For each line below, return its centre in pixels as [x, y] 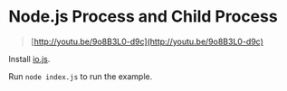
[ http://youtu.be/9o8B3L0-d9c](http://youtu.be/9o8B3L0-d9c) [147, 41]
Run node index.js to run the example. [81, 76]
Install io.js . [29, 59]
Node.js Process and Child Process [143, 17]
